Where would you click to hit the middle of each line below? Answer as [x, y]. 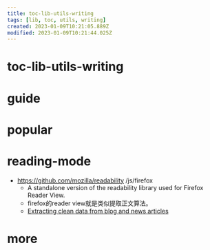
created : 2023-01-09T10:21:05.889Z [58, 26]
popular [30, 130]
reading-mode [49, 161]
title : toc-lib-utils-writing [51, 13]
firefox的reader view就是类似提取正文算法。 [90, 203]
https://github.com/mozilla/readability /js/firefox [85, 180]
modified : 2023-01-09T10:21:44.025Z [60, 33]
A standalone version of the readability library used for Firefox [115, 187]
